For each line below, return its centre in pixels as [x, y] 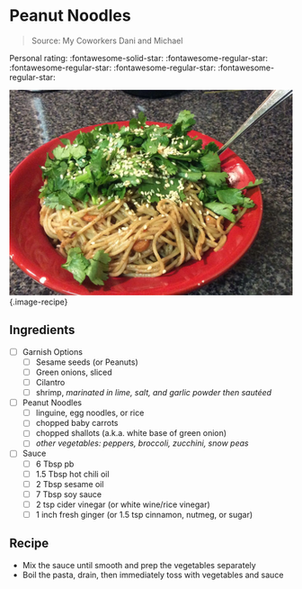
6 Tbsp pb [55, 464]
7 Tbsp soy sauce [68, 494]
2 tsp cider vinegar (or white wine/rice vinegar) [123, 504]
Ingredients [42, 330]
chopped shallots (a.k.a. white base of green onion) [131, 433]
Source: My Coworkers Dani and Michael [107, 41]
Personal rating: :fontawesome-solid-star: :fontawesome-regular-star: [138, 58]
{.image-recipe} [39, 302]
